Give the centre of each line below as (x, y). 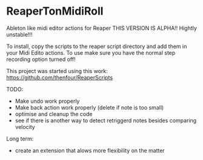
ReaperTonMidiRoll (55, 11)
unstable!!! (19, 34)
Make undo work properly (47, 101)
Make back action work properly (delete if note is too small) (89, 107)
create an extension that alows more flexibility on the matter (90, 150)
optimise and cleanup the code (54, 114)
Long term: (20, 139)
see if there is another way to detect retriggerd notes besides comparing (106, 120)
